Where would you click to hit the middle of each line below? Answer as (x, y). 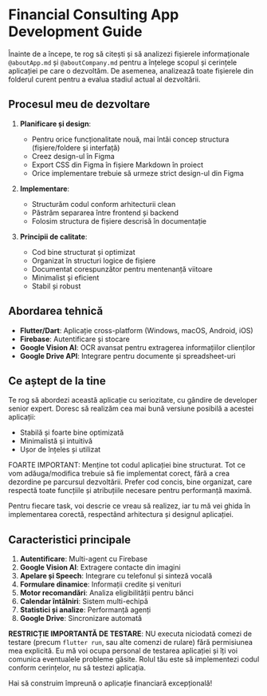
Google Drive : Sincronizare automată (80, 618)
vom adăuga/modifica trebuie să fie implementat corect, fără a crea (119, 474)
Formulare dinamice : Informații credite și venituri (100, 584)
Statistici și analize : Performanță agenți (85, 610)
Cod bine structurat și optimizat (83, 252)
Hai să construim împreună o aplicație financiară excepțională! (110, 683)
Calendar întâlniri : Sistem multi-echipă (84, 602)
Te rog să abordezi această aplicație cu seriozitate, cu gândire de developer (133, 400)
